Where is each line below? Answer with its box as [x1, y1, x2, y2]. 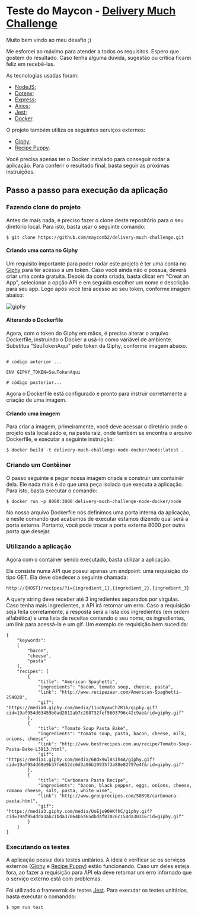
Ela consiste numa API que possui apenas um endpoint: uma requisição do [6, 567, 189, 574]
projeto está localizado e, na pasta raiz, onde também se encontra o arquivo [6, 430, 192, 437]
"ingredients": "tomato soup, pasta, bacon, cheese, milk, [37, 731, 187, 736]
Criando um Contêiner [6, 461, 72, 469]
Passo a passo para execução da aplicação [6, 185, 168, 196]
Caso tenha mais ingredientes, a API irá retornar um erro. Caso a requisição [6, 601, 191, 608]
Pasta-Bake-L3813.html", [6, 746, 68, 752]
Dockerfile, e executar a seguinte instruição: [6, 435, 114, 443]
